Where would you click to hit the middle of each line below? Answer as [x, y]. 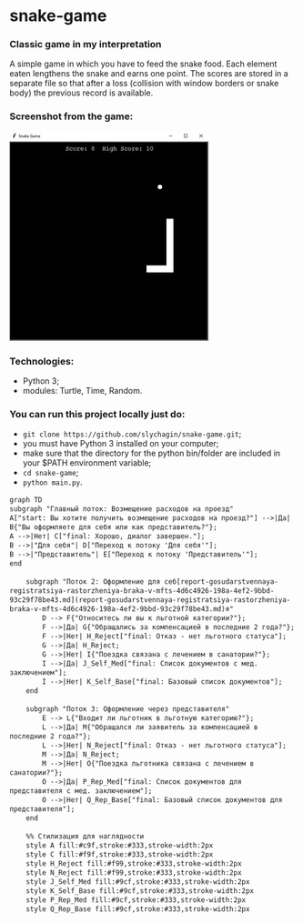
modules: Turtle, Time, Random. [82, 391]
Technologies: [42, 361]
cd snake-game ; [50, 473]
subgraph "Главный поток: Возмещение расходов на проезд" [121, 509]
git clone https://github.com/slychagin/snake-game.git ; [132, 434]
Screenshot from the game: [71, 116]
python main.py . [53, 482]
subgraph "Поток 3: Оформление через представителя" [128, 709]
